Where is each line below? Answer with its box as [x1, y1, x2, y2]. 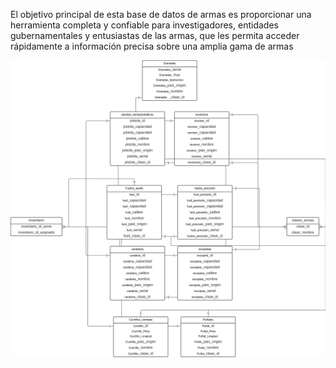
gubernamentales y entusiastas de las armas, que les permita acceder [10, 30, 300, 41]
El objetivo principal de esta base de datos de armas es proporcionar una [10, 9, 312, 20]
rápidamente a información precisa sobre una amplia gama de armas [10, 40, 294, 52]
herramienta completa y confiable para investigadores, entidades [10, 19, 279, 31]
